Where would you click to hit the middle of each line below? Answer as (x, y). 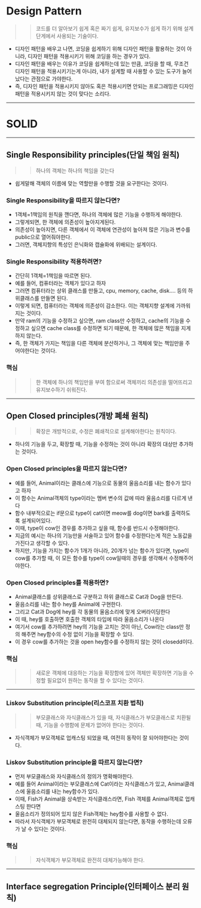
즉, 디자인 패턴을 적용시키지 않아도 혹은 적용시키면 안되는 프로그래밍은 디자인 (104, 86)
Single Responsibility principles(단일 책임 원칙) (93, 155)
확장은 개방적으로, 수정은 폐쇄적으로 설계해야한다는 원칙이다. (106, 431)
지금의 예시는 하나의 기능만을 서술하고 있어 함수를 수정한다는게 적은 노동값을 (103, 535)
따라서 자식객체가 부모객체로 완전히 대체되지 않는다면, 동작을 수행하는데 (98, 821)
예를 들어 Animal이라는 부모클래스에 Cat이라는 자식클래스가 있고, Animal (100, 784)
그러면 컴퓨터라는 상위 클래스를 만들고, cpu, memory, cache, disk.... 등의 (101, 291)
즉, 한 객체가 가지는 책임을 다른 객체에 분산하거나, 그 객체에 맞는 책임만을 (99, 343)
